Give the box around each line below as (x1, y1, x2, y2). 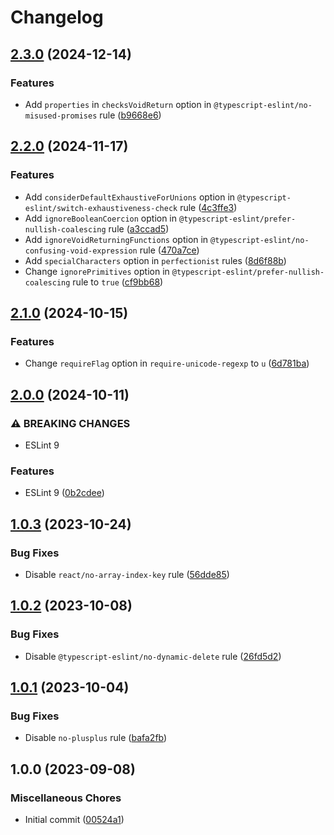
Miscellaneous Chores (10, 791, 122, 805)
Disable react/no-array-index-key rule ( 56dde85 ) (24, 568, 230, 580)
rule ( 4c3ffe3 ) (179, 201, 238, 213)
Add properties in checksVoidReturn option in (24, 98, 212, 110)
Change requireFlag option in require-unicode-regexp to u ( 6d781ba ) (24, 357, 310, 370)
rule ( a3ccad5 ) (108, 222, 170, 235)
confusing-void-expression (24, 246, 138, 256)
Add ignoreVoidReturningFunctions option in (24, 233, 209, 245)
